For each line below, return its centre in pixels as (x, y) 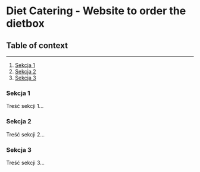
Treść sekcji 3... (25, 163)
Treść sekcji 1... (25, 106)
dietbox (25, 23)
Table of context (37, 45)
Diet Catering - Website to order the (96, 11)
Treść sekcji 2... (26, 134)
